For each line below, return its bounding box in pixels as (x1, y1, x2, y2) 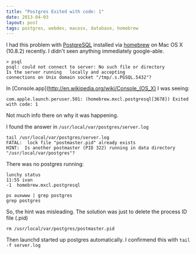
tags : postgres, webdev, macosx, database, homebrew (6, 25, 139, 31)
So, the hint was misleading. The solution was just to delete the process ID (6, 208, 187, 216)
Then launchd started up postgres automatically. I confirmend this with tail (6, 236, 191, 243)
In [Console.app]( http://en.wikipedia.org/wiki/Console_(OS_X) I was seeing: (6, 85, 190, 92)
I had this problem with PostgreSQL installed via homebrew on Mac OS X (6, 41, 183, 48)
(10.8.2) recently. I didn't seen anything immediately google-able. (6, 48, 164, 55)
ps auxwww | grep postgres (6, 193, 73, 198)
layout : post (6, 19, 38, 25)
